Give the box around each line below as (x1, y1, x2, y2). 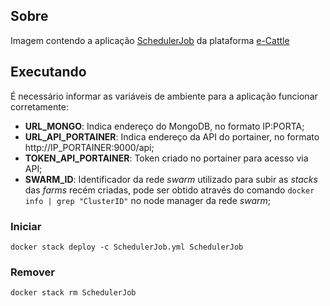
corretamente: (10, 100, 69, 113)
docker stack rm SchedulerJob (10, 288, 137, 298)
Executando (10, 64, 87, 81)
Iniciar (10, 219, 42, 233)
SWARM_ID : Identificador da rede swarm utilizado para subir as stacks (24, 173, 318, 185)
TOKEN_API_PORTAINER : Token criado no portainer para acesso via (24, 152, 309, 164)
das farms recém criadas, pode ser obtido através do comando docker (24, 184, 315, 196)
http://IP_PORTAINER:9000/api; (24, 141, 155, 153)
